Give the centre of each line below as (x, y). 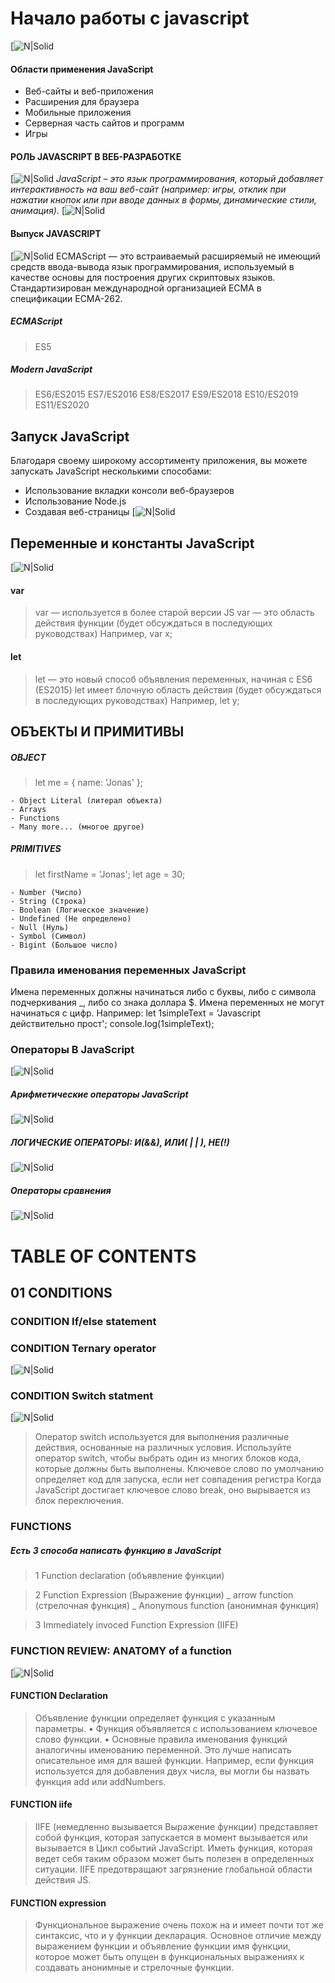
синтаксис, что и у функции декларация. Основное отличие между (178, 1936)
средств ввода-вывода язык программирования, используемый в (152, 266)
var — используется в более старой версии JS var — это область (174, 613)
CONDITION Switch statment (82, 1396)
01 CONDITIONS (61, 1292)
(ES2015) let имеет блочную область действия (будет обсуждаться (178, 689)
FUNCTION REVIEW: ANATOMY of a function (121, 1651)
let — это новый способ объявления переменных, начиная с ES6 (173, 679)
